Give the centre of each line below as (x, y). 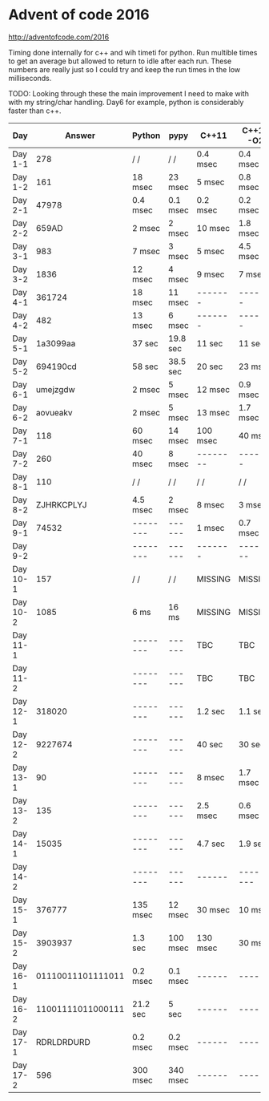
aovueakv (54, 412)
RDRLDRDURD (63, 1042)
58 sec (145, 366)
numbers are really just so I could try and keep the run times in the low (124, 69)
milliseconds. (30, 78)
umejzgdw (56, 389)
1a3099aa (56, 343)
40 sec (210, 744)
